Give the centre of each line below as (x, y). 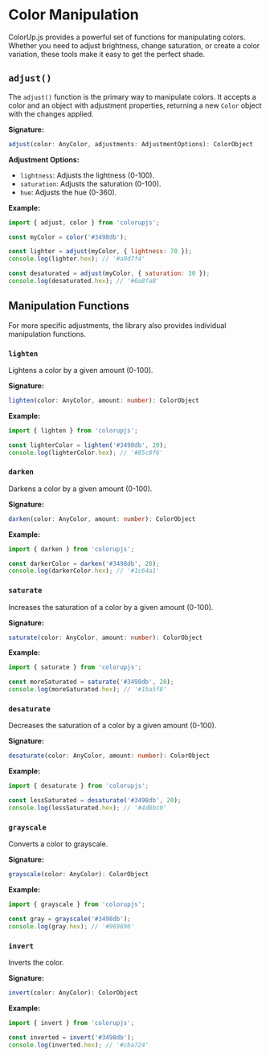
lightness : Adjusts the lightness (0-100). (87, 175)
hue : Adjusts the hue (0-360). (68, 192)
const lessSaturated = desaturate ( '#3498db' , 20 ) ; (95, 801)
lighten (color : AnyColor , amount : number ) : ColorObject (104, 400)
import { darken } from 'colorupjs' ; (72, 549)
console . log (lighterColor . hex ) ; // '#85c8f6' (86, 453)
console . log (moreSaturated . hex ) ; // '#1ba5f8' (88, 690)
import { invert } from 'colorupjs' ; (72, 1022)
